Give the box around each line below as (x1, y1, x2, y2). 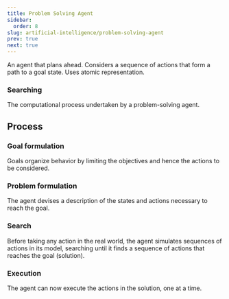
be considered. (7, 164, 50, 172)
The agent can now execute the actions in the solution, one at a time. (7, 284, 202, 292)
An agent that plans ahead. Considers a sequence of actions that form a (7, 61, 210, 69)
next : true (7, 42, 38, 49)
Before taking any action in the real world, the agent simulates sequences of (7, 237, 223, 245)
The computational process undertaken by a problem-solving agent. (7, 101, 200, 109)
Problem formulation (7, 181, 77, 191)
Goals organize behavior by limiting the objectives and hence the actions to (7, 156, 220, 165)
